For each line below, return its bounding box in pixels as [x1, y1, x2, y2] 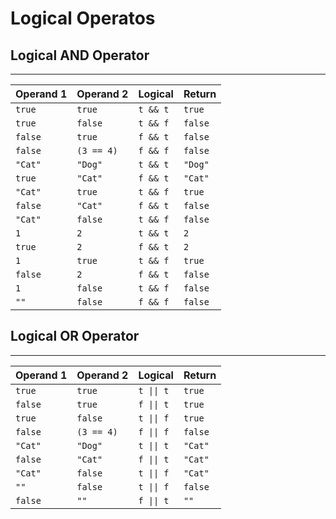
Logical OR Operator [10, 328, 140, 345]
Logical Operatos [10, 7, 156, 30]
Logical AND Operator [10, 47, 150, 64]
